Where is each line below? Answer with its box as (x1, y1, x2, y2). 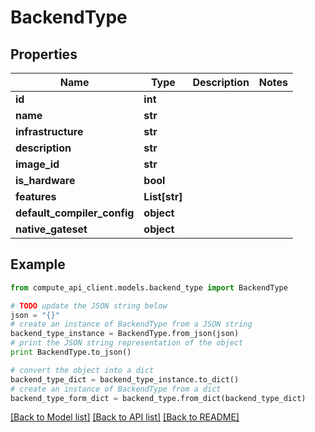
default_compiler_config (15, 206, 135, 220)
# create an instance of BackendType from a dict (10, 384, 222, 394)
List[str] (143, 190, 183, 203)
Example (10, 256, 66, 273)
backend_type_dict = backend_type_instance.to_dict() (10, 374, 240, 385)
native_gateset (15, 222, 88, 236)
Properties (10, 46, 78, 63)
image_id (15, 157, 60, 171)
